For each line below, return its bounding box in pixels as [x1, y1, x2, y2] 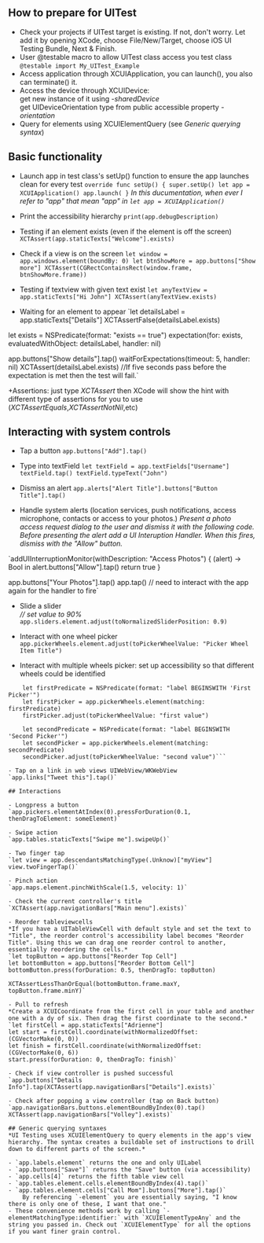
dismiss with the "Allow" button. [19, 539, 123, 549]
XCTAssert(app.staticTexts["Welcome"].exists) [19, 235, 175, 243]
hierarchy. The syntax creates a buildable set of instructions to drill [8, 1138, 255, 1146]
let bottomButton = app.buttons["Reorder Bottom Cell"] [8, 959, 195, 968]
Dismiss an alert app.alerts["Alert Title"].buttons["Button [19, 484, 218, 493]
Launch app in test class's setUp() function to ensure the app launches [19, 171, 250, 180]
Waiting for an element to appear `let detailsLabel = [19, 307, 186, 316]
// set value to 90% [19, 609, 82, 620]
